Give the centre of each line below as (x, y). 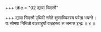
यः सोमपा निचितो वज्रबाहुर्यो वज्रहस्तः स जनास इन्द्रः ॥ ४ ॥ (50, 23)
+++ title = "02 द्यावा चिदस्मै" (32, 8)
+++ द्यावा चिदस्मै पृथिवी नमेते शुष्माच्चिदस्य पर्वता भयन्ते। (51, 18)
